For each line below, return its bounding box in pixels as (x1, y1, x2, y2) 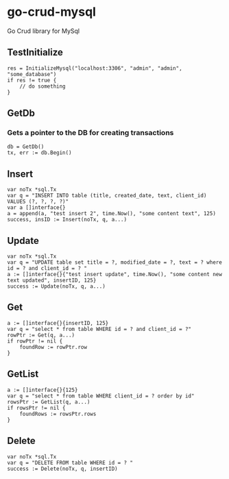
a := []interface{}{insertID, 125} (7, 319, 109, 326)
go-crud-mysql (7, 4, 96, 20)
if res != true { (7, 77, 57, 84)
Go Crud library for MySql (7, 27, 80, 35)
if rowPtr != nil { (7, 337, 63, 345)
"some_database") (7, 71, 57, 77)
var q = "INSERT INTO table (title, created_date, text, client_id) (7, 193, 207, 199)
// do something (19, 83, 67, 90)
